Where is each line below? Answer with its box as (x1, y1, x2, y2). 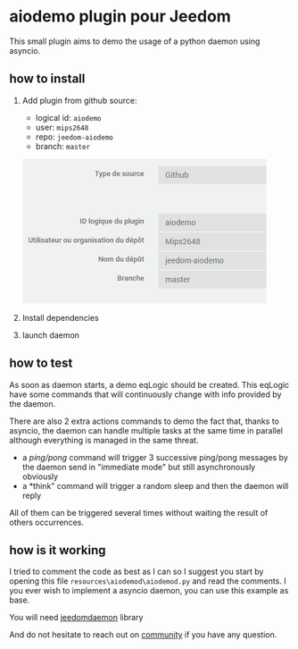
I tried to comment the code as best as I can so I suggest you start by (9, 566, 264, 577)
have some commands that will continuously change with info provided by (9, 389, 282, 400)
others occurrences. (9, 517, 85, 527)
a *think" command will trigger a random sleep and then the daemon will (21, 480, 289, 491)
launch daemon (21, 329, 80, 341)
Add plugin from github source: (21, 95, 137, 105)
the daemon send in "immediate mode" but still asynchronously (21, 461, 256, 472)
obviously (21, 471, 59, 482)
